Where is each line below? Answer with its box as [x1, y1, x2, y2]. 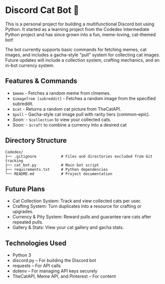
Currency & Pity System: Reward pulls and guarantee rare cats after [12, 214, 152, 220]
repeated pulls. [12, 219, 43, 225]
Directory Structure [5, 137, 67, 145]
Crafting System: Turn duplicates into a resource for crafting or [12, 203, 142, 209]
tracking [5, 158, 23, 163]
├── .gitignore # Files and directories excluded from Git [5, 154, 153, 159]
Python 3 [12, 252, 31, 258]
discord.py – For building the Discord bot [12, 258, 96, 264]
